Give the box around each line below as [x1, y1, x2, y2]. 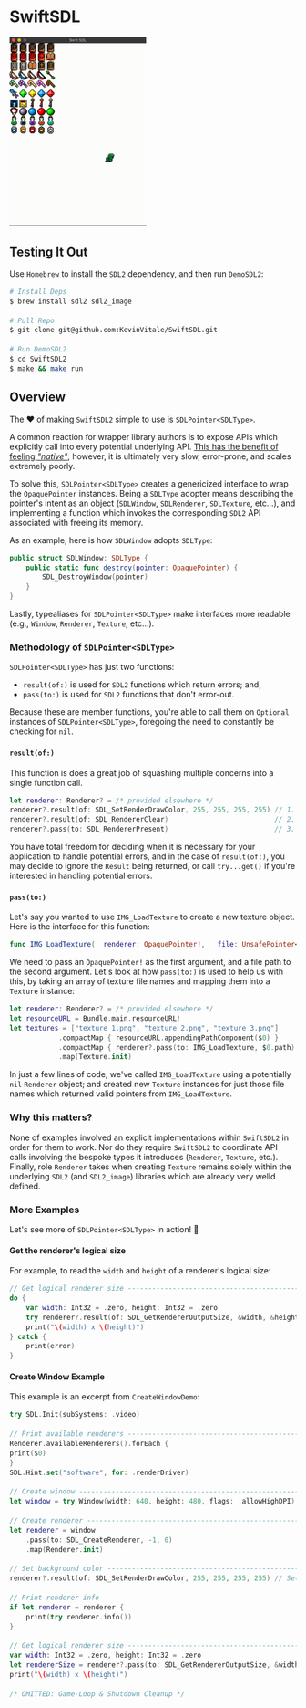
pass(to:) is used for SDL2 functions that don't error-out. [22, 689, 235, 700]
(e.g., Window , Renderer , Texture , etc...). [9, 618, 155, 629]
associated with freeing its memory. [9, 517, 144, 528]
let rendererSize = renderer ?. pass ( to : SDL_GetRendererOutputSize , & [9, 1661, 280, 1670]
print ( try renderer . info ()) [25, 1612, 132, 1621]
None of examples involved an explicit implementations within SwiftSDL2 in [9, 1132, 290, 1143]
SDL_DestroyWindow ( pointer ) [42, 572, 148, 582]
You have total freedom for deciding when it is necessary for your [9, 842, 256, 853]
